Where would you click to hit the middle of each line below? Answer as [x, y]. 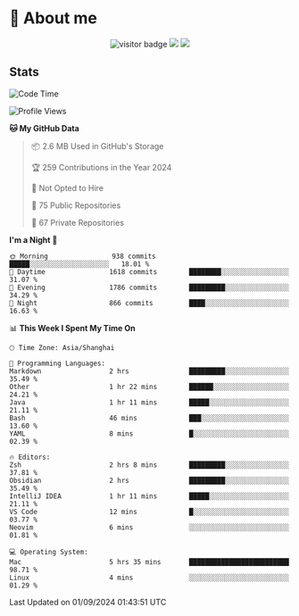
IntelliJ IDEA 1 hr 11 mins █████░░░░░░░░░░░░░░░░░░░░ [149, 496]
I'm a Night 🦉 [33, 239]
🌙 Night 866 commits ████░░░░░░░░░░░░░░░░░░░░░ [149, 303]
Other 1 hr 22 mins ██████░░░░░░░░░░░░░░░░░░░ [149, 387]
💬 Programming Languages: [57, 363]
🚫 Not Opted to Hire [67, 187]
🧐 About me [54, 18]
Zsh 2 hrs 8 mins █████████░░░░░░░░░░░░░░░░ [149, 465]
